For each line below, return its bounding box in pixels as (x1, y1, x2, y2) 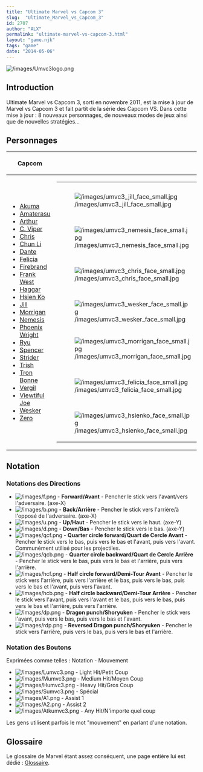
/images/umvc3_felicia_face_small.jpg (74, 386, 182, 394)
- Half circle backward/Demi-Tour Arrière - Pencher (65, 590, 197, 597)
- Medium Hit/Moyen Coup (77, 675, 144, 682)
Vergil (19, 384, 36, 392)
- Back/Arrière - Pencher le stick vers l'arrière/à (59, 506, 179, 513)
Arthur (19, 217, 38, 226)
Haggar (19, 285, 41, 294)
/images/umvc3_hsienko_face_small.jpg (74, 426, 188, 435)
